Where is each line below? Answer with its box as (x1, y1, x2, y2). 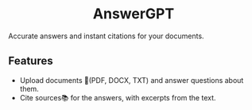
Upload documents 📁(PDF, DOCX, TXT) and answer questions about (19, 75, 244, 84)
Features (8, 54, 53, 68)
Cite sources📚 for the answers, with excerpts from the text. (19, 92, 216, 102)
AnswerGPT (92, 5, 175, 23)
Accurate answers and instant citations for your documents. (8, 31, 204, 41)
